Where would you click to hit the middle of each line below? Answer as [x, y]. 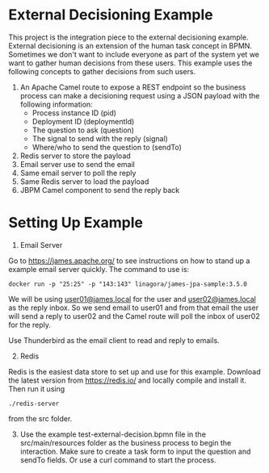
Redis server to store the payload [75, 156]
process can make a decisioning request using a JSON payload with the [140, 95]
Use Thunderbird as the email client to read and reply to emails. [114, 340]
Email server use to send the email [77, 164]
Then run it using [37, 388]
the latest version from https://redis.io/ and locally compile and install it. [127, 380]
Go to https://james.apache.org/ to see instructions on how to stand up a [129, 261]
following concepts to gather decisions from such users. [102, 71]
